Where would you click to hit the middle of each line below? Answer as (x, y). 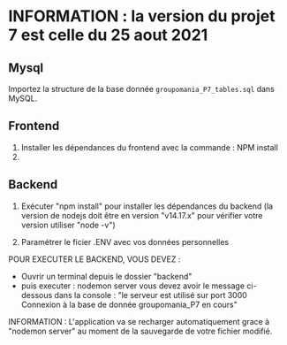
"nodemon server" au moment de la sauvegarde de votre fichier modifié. (140, 331)
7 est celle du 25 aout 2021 (108, 35)
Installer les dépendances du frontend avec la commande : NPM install (150, 147)
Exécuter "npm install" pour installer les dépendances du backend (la (147, 206)
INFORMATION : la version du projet (142, 16)
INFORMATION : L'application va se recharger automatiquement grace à (139, 321)
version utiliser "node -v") (68, 225)
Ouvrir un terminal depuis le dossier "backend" (106, 276)
